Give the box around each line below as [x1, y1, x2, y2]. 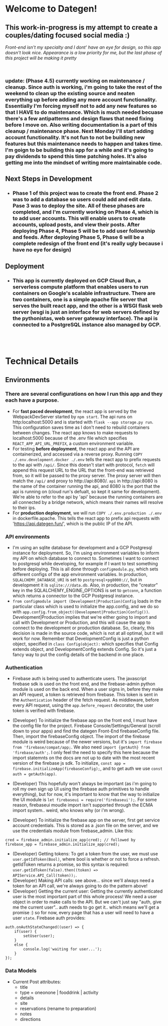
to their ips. [12, 504, 36, 510]
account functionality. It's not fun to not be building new [5, 134, 145, 141]
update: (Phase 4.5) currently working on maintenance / [5, 77, 145, 84]
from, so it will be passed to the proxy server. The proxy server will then [12, 472, 161, 478]
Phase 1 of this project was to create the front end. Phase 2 [12, 190, 159, 197]
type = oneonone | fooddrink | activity [20, 989, 99, 995]
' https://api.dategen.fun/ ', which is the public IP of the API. [12, 521, 133, 527]
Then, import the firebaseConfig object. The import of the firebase [12, 734, 150, 740]
